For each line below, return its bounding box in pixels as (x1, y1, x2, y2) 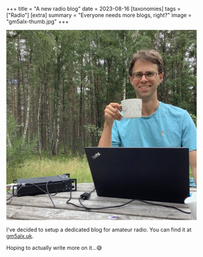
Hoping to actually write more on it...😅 (6, 244, 103, 251)
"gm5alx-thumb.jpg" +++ (6, 18, 69, 25)
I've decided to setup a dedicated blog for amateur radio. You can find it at (6, 226, 192, 233)
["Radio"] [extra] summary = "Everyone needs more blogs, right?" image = (6, 11, 192, 19)
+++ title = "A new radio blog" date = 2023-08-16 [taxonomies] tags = (6, 5, 181, 12)
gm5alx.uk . (6, 232, 34, 240)
